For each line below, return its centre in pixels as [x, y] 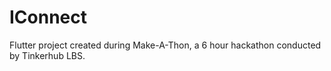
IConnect [48, 17]
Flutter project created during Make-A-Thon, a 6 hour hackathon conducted [165, 45]
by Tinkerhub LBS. [47, 55]
